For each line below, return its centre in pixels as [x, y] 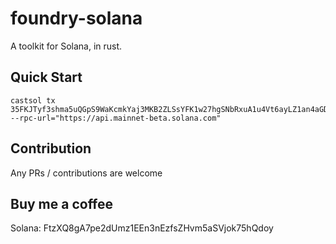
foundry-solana [76, 18]
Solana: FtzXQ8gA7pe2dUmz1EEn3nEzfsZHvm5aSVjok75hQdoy [142, 228]
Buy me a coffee [62, 203]
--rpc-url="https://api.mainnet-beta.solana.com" [116, 118]
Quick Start [46, 77]
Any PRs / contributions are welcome [86, 173]
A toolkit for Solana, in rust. [66, 46]
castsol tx [33, 100]
